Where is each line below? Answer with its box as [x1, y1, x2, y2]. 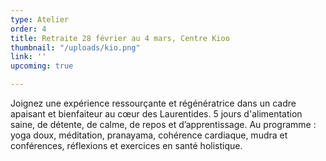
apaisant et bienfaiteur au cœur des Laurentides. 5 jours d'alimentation [10, 108, 303, 120]
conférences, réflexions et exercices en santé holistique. [10, 140, 243, 151]
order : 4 [10, 24, 47, 34]
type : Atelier [10, 14, 70, 25]
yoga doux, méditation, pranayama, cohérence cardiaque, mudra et [10, 129, 288, 141]
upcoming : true [10, 61, 74, 71]
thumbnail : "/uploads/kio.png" [10, 42, 141, 53]
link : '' [10, 52, 47, 62]
